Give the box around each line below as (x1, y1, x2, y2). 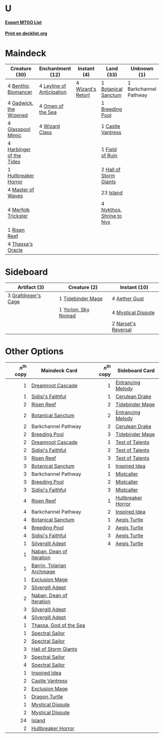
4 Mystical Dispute (112, 309, 155, 316)
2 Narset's (112, 320, 136, 327)
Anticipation (39, 89, 67, 96)
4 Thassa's (7, 241, 33, 247)
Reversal (112, 327, 132, 333)
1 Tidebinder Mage (59, 295, 103, 302)
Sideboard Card (117, 367, 155, 374)
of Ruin (101, 152, 118, 159)
